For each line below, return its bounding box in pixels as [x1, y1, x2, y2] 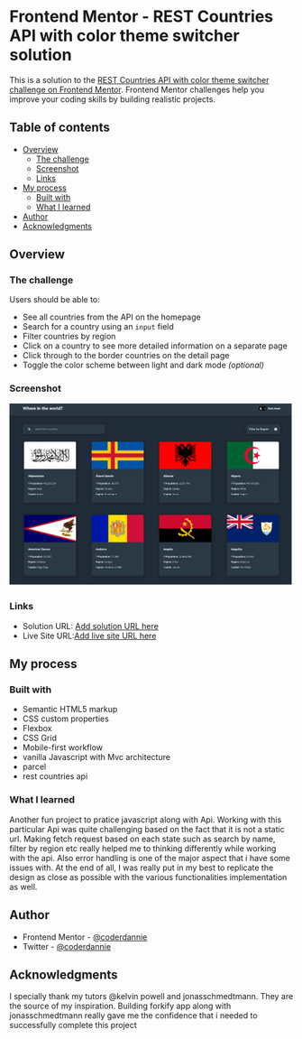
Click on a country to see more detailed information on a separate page [22, 340, 288, 351]
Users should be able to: [9, 294, 101, 305]
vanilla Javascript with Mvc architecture [22, 752, 171, 763]
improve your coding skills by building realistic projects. [9, 93, 216, 105]
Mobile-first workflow [22, 742, 104, 753]
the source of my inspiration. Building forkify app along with [9, 1000, 232, 1012]
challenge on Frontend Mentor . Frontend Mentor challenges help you [9, 84, 264, 95]
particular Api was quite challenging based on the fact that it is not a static [9, 823, 286, 834]
